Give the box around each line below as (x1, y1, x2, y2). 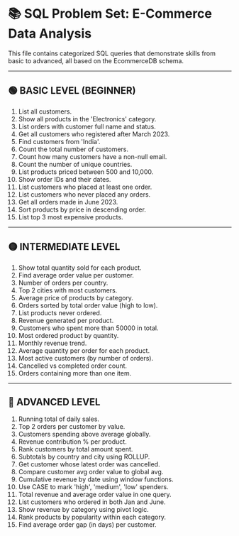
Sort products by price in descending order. (18, 205, 146, 214)
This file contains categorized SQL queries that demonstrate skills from (8, 49, 216, 58)
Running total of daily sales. (18, 415, 100, 423)
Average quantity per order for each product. (18, 346, 150, 355)
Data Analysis (8, 26, 92, 42)
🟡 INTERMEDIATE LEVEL (8, 241, 121, 253)
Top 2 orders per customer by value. (18, 422, 126, 431)
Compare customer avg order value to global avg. (18, 468, 164, 476)
